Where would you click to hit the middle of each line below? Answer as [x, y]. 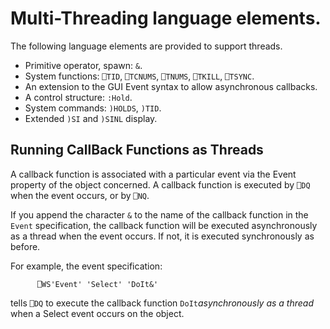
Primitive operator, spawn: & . [83, 65]
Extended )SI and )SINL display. [91, 118]
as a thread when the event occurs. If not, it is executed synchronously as [162, 236]
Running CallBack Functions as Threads [137, 150]
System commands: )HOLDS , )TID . [93, 108]
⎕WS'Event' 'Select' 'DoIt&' [97, 284]
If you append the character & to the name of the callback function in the [159, 214]
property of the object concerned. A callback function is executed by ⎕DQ [160, 184]
